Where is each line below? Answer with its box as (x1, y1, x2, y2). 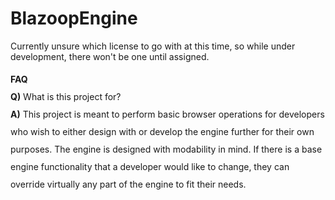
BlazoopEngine (10, 7, 138, 30)
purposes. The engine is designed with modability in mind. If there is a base (10, 143, 323, 155)
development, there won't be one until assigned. (10, 50, 210, 62)
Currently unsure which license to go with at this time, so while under (10, 40, 296, 52)
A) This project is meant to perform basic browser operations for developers (10, 108, 325, 120)
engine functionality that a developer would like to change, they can (10, 160, 290, 172)
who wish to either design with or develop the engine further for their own (10, 125, 315, 137)
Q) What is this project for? (10, 90, 122, 102)
